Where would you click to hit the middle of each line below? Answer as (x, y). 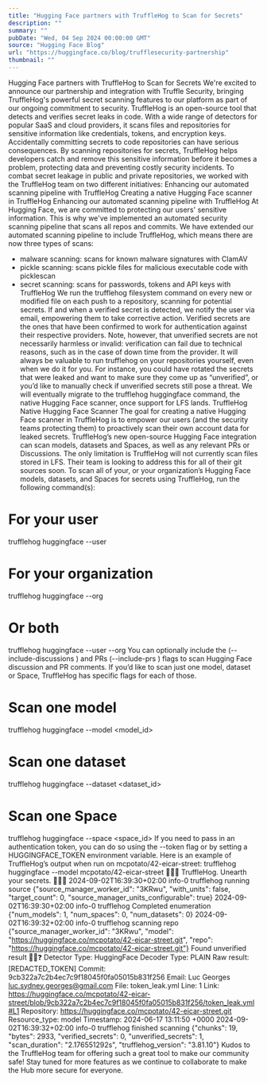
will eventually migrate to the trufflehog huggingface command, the (130, 394)
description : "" (35, 23)
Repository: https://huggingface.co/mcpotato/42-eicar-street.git (126, 1011)
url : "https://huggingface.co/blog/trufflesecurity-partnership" (118, 53)
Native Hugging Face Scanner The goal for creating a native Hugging (133, 411)
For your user (54, 520)
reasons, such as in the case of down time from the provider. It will (129, 352)
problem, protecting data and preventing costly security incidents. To (121, 167)
